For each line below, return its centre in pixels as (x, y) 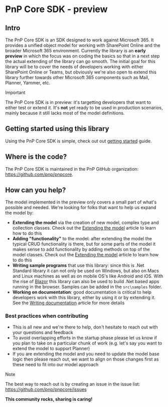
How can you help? (36, 190)
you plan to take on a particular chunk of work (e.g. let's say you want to (87, 343)
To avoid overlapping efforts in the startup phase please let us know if (85, 337)
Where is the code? (36, 157)
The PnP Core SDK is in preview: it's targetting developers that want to (78, 102)
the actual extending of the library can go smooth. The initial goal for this (80, 61)
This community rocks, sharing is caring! (49, 399)
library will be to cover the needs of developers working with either (74, 67)
